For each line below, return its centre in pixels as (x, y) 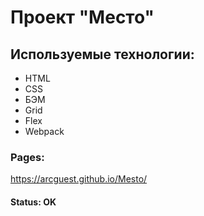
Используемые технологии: (102, 54)
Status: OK (33, 202)
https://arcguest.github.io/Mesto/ (79, 179)
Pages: (27, 157)
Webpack (44, 131)
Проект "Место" (82, 17)
